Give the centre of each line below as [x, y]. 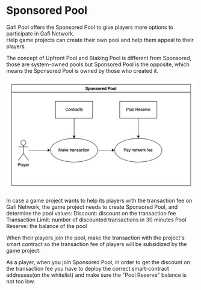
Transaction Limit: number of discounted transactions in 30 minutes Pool [96, 220]
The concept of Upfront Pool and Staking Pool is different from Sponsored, [99, 58]
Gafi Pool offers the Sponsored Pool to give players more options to [90, 27]
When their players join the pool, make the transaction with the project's [95, 238]
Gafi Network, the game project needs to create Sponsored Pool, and [92, 207]
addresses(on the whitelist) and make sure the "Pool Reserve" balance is [97, 275]
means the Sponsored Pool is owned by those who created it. [82, 70]
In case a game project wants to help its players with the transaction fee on [99, 201]
